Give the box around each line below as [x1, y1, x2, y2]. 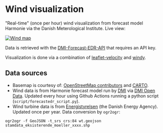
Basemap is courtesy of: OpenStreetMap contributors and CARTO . [12, 82, 149, 88]
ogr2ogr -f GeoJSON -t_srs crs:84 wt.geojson [5, 118, 101, 123]
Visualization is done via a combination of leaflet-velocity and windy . [5, 54, 146, 60]
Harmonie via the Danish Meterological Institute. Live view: [5, 25, 126, 31]
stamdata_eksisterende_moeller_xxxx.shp [5, 122, 91, 128]
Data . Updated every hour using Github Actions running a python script [12, 92, 159, 98]
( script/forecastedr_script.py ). [12, 98, 80, 104]
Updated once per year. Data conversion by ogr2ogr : [12, 108, 121, 114]
